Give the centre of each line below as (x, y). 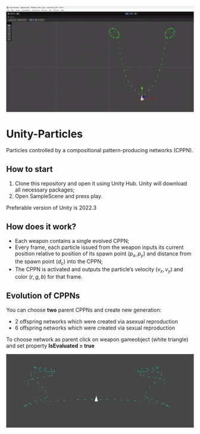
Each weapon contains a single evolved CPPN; (72, 241)
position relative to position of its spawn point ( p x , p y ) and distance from (103, 254)
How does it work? (41, 227)
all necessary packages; (45, 190)
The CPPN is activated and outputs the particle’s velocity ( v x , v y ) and (99, 270)
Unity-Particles (45, 134)
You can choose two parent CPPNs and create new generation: (84, 310)
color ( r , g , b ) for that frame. (49, 277)
